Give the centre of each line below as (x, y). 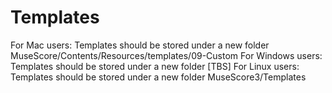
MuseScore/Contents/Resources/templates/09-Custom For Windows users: (166, 55)
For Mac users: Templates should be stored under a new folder (140, 45)
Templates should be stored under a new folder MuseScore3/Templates (158, 77)
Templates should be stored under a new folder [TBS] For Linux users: (155, 66)
